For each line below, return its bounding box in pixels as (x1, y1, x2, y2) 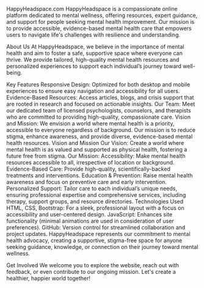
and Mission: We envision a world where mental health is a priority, (6, 120, 175, 127)
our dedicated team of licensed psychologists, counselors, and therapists (6, 107, 191, 114)
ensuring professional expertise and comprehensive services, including (6, 191, 186, 198)
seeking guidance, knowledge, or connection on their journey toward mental (6, 243, 199, 250)
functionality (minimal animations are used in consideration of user (6, 217, 174, 224)
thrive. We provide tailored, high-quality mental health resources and (6, 56, 180, 63)
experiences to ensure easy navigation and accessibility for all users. (6, 87, 180, 94)
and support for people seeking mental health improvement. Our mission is (6, 18, 195, 25)
